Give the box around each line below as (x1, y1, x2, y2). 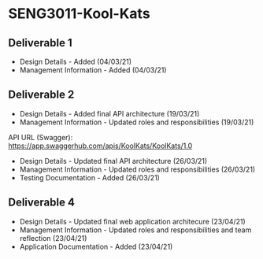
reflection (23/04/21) (19, 233, 87, 242)
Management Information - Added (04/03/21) (19, 65, 167, 75)
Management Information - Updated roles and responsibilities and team (19, 225, 252, 235)
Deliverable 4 (8, 196, 75, 209)
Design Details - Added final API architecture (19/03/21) (19, 109, 200, 118)
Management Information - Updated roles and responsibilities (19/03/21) (19, 117, 254, 127)
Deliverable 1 (8, 36, 72, 50)
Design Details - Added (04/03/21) (19, 57, 132, 66)
